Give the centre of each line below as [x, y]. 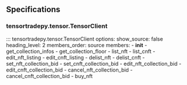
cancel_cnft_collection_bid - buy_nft [49, 76]
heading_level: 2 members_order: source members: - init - [77, 45]
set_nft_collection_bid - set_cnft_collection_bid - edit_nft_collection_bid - [94, 63]
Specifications [33, 10]
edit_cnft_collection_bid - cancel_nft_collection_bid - [69, 70]
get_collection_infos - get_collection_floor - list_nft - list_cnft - [81, 51]
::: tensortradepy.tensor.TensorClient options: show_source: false [84, 39]
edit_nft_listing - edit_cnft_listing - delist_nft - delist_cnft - [76, 57]
